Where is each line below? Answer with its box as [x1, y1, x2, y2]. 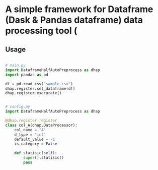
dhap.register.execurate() [5, 91, 62, 96]
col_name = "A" [14, 127, 46, 132]
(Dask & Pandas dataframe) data [5, 14, 143, 26]
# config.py [5, 104, 30, 109]
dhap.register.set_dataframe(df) [5, 86, 75, 91]
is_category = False [14, 141, 57, 147]
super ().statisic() [23, 155, 64, 160]
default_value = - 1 [14, 137, 55, 142]
